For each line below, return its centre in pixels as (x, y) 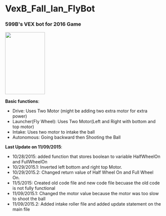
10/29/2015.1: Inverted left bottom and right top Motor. (67, 167)
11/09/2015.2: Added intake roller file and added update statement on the (86, 204)
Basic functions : (22, 101)
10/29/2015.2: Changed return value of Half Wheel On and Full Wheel (83, 172)
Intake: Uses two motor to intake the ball (54, 132)
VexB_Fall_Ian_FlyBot (50, 9)
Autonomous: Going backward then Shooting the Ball (66, 138)
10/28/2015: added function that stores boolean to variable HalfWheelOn (86, 156)
